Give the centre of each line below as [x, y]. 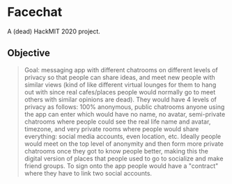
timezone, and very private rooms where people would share [111, 128]
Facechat [35, 12]
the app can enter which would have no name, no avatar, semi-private [125, 114]
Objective [29, 53]
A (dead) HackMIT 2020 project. [54, 31]
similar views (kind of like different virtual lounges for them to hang [120, 85]
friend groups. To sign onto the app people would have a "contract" [121, 166]
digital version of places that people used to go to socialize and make [124, 158]
